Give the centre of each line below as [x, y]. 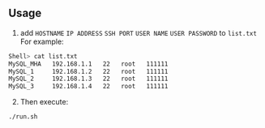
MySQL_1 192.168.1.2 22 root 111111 [88, 71]
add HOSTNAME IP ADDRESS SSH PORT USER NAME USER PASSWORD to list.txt [139, 32]
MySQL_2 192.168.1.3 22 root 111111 [88, 79]
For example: [42, 41]
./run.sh [23, 117]
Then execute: [44, 102]
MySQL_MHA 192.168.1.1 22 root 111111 [88, 64]
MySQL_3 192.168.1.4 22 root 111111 [88, 87]
